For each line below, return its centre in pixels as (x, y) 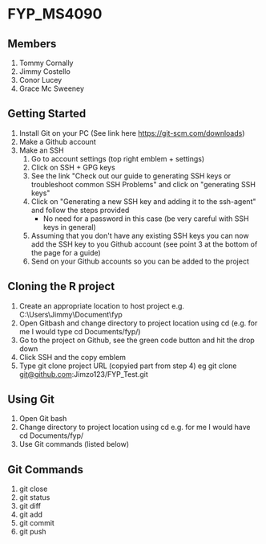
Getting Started (47, 114)
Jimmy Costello (45, 72)
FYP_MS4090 (55, 14)
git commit (37, 523)
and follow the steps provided (80, 210)
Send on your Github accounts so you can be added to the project (140, 261)
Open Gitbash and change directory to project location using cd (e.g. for (138, 323)
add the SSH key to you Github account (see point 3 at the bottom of (144, 244)
